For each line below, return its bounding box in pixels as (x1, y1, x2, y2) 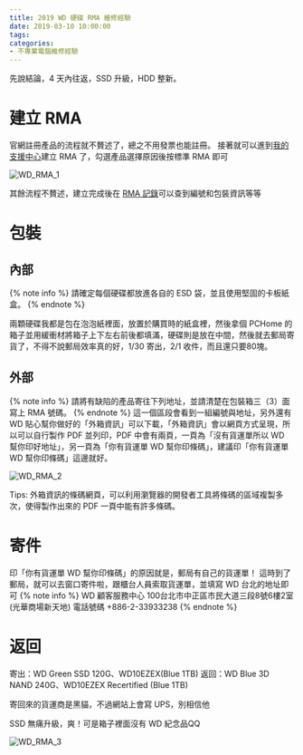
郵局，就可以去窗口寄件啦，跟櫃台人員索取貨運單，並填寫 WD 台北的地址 (9, 578, 281, 589)
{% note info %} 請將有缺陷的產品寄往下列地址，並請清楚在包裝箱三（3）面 (9, 395, 290, 406)
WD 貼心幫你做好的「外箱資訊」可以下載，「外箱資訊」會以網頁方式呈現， (9, 418, 283, 429)
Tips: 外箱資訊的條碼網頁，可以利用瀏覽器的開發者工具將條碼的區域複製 (9, 489, 276, 499)
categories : (9, 38, 54, 48)
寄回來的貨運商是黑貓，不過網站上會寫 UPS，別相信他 (9, 699, 211, 710)
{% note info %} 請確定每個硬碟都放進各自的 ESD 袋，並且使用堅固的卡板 (9, 287, 282, 299)
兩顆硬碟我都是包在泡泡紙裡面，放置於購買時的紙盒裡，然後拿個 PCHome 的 (9, 318, 293, 329)
